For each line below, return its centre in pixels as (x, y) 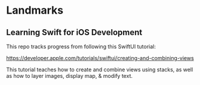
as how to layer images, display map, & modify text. (70, 76)
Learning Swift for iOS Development (74, 32)
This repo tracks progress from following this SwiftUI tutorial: (81, 46)
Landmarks (35, 10)
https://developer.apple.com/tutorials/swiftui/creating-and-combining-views (100, 58)
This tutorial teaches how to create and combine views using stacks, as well (100, 70)
